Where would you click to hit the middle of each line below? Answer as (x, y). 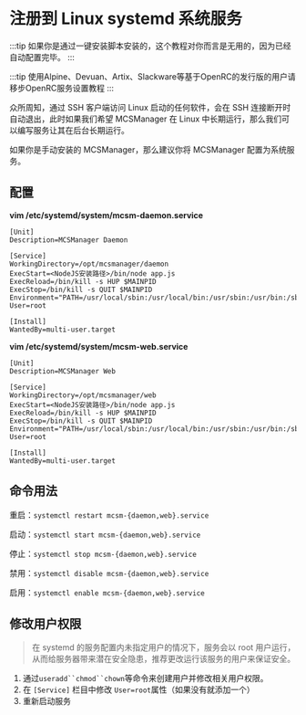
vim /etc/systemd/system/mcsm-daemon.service (106, 215)
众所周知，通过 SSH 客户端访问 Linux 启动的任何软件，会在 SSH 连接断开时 (150, 107)
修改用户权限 (46, 623)
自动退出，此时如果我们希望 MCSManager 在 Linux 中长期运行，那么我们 (146, 119)
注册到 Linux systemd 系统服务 (126, 19)
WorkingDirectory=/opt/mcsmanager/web (83, 395)
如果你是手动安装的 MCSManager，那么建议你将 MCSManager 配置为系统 (148, 149)
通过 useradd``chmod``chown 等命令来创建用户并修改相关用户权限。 (145, 678)
